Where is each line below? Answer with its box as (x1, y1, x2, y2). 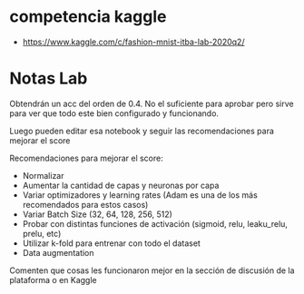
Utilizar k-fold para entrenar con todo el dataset (22, 238, 201, 249)
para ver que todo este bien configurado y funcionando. (9, 107, 220, 119)
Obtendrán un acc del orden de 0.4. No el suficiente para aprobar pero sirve (9, 98, 294, 109)
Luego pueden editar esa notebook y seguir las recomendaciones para (9, 125, 275, 136)
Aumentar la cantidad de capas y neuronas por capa (22, 180, 220, 191)
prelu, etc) (22, 228, 62, 239)
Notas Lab (9, 68, 88, 89)
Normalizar (22, 170, 64, 181)
